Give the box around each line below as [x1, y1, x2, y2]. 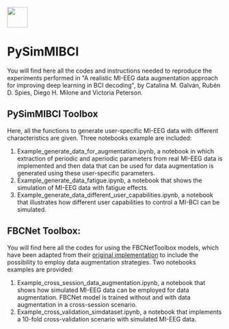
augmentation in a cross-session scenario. [16, 300, 137, 308]
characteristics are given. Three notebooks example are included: [7, 134, 192, 142]
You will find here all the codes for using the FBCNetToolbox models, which [7, 243, 219, 252]
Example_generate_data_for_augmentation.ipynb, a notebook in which [16, 147, 214, 155]
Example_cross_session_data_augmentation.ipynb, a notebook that [16, 278, 206, 287]
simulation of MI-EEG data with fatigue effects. [16, 183, 149, 191]
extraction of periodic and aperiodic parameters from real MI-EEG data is [16, 154, 223, 162]
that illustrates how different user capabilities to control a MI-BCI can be [16, 198, 220, 206]
